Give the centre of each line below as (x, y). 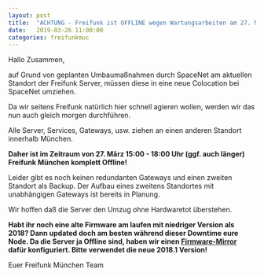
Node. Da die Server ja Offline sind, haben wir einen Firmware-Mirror (123, 241)
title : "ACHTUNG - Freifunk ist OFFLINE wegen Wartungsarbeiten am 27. (130, 23)
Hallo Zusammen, (37, 60)
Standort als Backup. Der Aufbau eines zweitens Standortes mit (111, 186)
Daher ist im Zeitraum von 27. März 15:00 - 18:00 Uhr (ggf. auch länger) (126, 154)
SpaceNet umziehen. (42, 92)
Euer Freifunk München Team (56, 265)
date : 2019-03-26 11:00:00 (56, 30)
